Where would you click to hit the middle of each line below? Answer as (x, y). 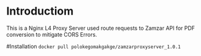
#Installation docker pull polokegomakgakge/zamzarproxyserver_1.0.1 (94, 46)
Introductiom (40, 11)
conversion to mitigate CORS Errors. (52, 34)
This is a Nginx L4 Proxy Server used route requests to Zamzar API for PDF (101, 28)
